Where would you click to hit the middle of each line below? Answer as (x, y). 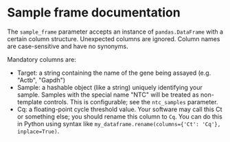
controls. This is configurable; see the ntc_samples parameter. (131, 102)
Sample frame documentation (94, 13)
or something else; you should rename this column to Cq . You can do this (120, 116)
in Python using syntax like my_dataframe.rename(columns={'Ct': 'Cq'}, (119, 123)
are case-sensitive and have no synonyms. (68, 46)
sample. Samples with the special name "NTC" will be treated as (108, 95)
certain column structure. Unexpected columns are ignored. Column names (114, 38)
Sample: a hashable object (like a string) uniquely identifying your (110, 87)
